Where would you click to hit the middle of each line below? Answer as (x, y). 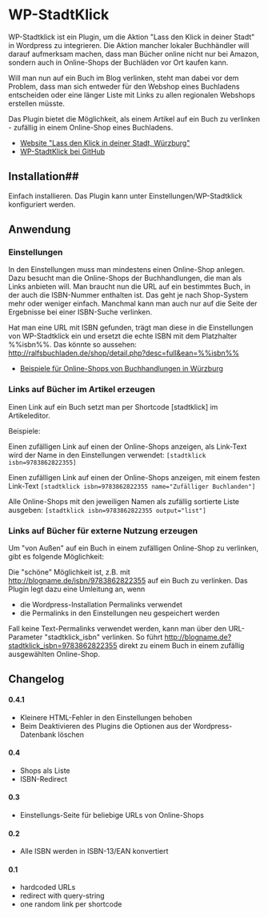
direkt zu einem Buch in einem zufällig (182, 646)
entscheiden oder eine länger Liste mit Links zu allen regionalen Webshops (132, 94)
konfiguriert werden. (42, 204)
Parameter (26, 637)
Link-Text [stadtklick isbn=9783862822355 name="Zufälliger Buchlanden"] (132, 486)
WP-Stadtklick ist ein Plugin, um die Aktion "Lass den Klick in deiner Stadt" (132, 37)
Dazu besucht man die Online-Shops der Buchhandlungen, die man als (125, 278)
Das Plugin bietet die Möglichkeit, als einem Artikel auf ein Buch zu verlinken (134, 118)
